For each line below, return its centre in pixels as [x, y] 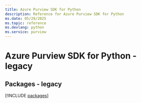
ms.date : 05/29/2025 [26, 18]
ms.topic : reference [26, 23]
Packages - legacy [33, 84]
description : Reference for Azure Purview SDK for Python [64, 14]
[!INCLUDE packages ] [27, 96]
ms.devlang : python [25, 28]
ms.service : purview [26, 32]
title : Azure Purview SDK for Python [43, 9]
